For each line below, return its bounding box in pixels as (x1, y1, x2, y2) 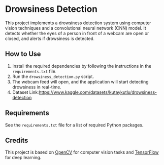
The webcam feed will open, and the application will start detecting (12, 79, 149, 84)
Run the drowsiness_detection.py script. (12, 73, 95, 80)
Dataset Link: (12, 89, 39, 95)
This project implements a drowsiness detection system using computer (5, 20, 151, 26)
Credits (5, 136, 29, 144)
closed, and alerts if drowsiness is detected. (5, 36, 95, 41)
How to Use (5, 50, 41, 58)
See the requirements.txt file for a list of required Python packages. (5, 122, 144, 128)
